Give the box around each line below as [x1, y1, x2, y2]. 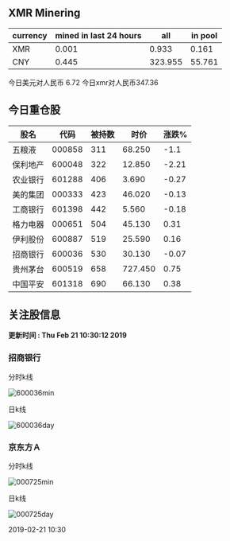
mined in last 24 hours [55, 29, 142, 41]
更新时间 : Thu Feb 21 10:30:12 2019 [8, 330, 127, 341]
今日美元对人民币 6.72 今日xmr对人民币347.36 [8, 77, 159, 87]
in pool [191, 29, 218, 41]
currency [12, 29, 48, 41]
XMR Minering [8, 6, 81, 20]
